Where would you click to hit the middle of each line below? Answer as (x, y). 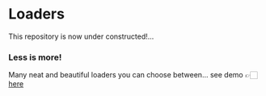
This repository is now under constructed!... (81, 36)
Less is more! (35, 57)
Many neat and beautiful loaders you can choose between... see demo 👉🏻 (133, 75)
